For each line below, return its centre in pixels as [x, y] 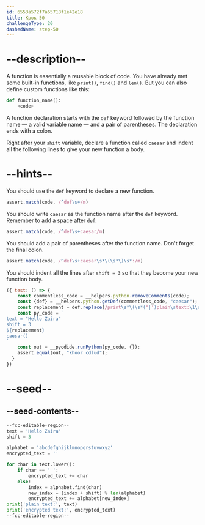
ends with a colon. [30, 131]
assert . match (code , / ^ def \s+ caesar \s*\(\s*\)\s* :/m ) [75, 261]
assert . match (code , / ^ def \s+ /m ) [47, 202]
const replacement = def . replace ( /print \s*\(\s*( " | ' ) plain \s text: [103, 307]
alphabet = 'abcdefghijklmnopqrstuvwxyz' [60, 448]
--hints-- [30, 174]
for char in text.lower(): [41, 465]
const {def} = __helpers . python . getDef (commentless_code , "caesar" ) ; [108, 302]
